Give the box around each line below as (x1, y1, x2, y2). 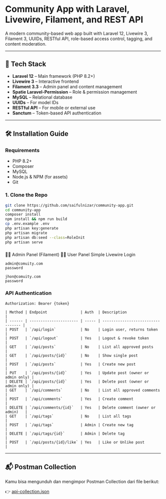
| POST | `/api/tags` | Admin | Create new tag (5, 422, 134, 427)
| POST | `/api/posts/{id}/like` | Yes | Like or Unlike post (5, 440, 145, 444)
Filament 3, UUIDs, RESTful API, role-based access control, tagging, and (5, 36, 153, 42)
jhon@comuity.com (5, 274, 41, 279)
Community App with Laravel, (5, 3, 130, 15)
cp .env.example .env (5, 222, 50, 226)
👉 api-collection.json (5, 488, 49, 494)
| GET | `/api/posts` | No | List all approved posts (5, 344, 154, 349)
